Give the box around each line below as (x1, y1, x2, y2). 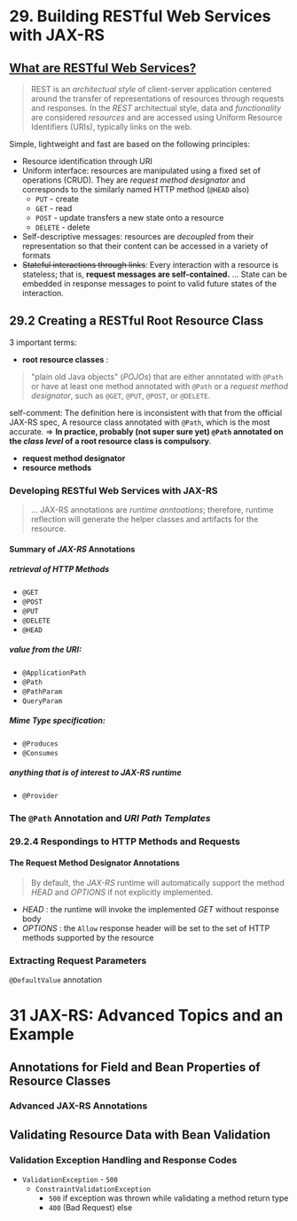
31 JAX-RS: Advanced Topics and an (9, 1006, 284, 1026)
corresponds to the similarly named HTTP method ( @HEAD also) (21, 184, 250, 194)
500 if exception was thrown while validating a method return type (48, 1193, 289, 1203)
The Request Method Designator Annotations (9, 857, 180, 868)
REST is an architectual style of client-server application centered (30, 84, 272, 94)
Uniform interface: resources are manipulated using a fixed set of (21, 166, 262, 176)
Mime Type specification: (9, 716, 106, 726)
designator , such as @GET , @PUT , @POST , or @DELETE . (30, 390, 211, 401)
